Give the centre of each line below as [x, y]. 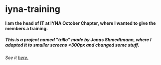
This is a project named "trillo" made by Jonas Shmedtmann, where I [78, 40]
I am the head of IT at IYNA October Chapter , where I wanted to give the [80, 23]
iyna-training [33, 9]
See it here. [17, 58]
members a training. [27, 28]
